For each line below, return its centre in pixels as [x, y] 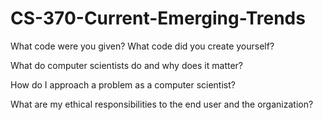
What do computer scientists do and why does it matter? [127, 65]
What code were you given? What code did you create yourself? [142, 46]
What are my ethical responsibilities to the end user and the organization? [162, 104]
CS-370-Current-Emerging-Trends [158, 18]
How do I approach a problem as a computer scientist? [123, 84]
